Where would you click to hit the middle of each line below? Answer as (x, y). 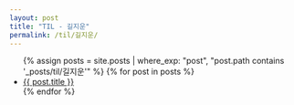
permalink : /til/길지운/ (54, 35)
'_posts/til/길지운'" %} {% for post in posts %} (108, 72)
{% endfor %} (49, 91)
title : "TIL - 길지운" (50, 26)
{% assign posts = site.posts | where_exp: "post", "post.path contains (153, 61)
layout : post (34, 18)
